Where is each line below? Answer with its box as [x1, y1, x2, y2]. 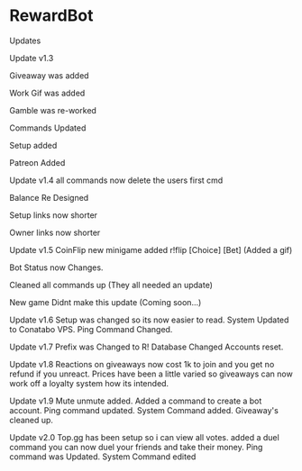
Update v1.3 [9, 52, 54, 63]
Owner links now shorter [9, 227, 101, 238]
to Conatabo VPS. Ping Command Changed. [9, 323, 173, 334]
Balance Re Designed [9, 192, 89, 203]
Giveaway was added [9, 69, 89, 81]
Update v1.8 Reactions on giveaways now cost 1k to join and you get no [9, 358, 275, 369]
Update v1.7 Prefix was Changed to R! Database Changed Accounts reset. [9, 341, 284, 352]
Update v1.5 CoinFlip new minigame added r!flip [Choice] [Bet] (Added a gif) [9, 244, 293, 255]
